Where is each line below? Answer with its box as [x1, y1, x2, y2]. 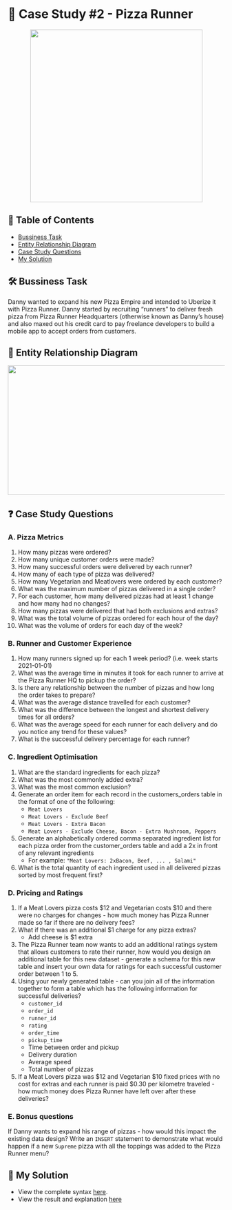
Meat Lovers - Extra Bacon [28, 820, 106, 827]
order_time [28, 1029, 60, 1037]
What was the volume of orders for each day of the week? [17, 622, 183, 630]
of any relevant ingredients [17, 849, 94, 857]
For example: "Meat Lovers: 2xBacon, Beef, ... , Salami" [28, 856, 197, 864]
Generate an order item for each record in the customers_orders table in [17, 790, 222, 798]
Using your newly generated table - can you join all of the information [17, 977, 215, 985]
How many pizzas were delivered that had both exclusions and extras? [17, 607, 218, 615]
